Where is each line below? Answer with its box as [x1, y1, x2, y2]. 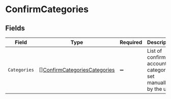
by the [147, 85, 162, 92]
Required [119, 39, 142, 46]
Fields [5, 24, 25, 32]
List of [147, 47, 162, 54]
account [147, 60, 167, 67]
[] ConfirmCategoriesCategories [39, 67, 115, 73]
